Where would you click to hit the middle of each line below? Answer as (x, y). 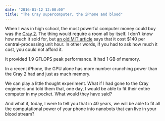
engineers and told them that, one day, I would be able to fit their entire (78, 88)
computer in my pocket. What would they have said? (59, 94)
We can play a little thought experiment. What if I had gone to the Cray (77, 83)
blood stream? (20, 114)
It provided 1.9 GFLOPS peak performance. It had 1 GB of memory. (73, 59)
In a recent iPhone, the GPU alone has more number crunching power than (81, 68)
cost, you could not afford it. (34, 49)
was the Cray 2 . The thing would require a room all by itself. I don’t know (79, 34)
